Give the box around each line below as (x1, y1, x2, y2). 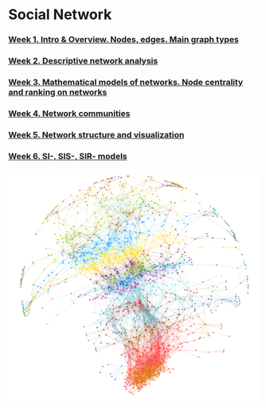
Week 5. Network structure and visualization (8, 129, 185, 140)
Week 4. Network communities (8, 107, 131, 119)
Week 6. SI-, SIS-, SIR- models (8, 150, 127, 161)
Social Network (8, 6, 112, 24)
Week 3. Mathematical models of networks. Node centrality (8, 76, 244, 87)
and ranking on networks (8, 86, 108, 97)
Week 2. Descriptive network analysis (8, 56, 158, 67)
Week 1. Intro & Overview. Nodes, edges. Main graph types (8, 34, 239, 45)
